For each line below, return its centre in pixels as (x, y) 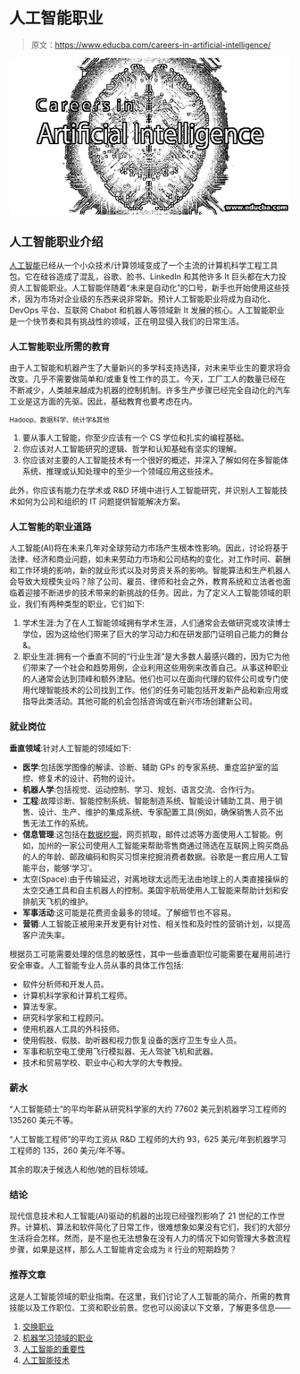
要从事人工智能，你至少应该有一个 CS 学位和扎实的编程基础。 (135, 438)
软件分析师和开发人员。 (65, 984)
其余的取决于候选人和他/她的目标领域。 (81, 1169)
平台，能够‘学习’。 (64, 867)
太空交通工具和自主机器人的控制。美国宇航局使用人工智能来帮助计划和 (151, 890)
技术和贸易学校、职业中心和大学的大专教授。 (104, 1063)
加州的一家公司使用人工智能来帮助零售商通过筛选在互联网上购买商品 (163, 845)
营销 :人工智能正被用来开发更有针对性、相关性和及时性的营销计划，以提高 (156, 924)
